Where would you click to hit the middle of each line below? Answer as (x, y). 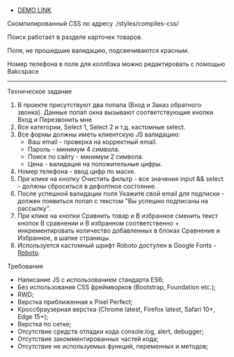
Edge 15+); (33, 317)
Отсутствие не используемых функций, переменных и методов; (113, 346)
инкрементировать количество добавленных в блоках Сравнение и (119, 230)
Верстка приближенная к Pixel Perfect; (75, 302)
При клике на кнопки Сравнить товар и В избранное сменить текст (117, 216)
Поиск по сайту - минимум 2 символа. (86, 157)
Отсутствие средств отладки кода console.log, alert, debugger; (110, 331)
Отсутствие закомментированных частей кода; (88, 339)
